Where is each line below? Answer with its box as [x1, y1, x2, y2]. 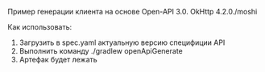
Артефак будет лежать [19, 55, 97, 64]
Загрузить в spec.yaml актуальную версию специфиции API [19, 38, 226, 47]
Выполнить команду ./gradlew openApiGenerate [19, 46, 183, 55]
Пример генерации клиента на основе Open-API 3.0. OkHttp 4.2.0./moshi [7, 7, 258, 16]
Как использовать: [7, 22, 72, 31]
